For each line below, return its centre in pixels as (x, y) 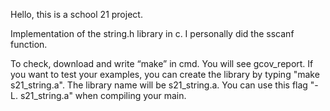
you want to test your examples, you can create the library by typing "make (165, 74)
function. (29, 44)
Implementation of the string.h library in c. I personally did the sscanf (152, 33)
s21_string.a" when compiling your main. (103, 95)
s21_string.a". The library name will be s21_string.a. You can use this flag (159, 85)
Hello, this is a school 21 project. (76, 14)
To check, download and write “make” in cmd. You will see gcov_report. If (162, 63)
